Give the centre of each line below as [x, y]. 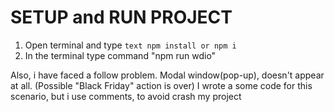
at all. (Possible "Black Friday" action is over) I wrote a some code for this [161, 85]
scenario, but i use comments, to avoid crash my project [126, 96]
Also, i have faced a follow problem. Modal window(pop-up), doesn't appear [167, 75]
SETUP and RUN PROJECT [121, 17]
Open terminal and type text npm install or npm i [130, 45]
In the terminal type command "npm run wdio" [120, 55]
